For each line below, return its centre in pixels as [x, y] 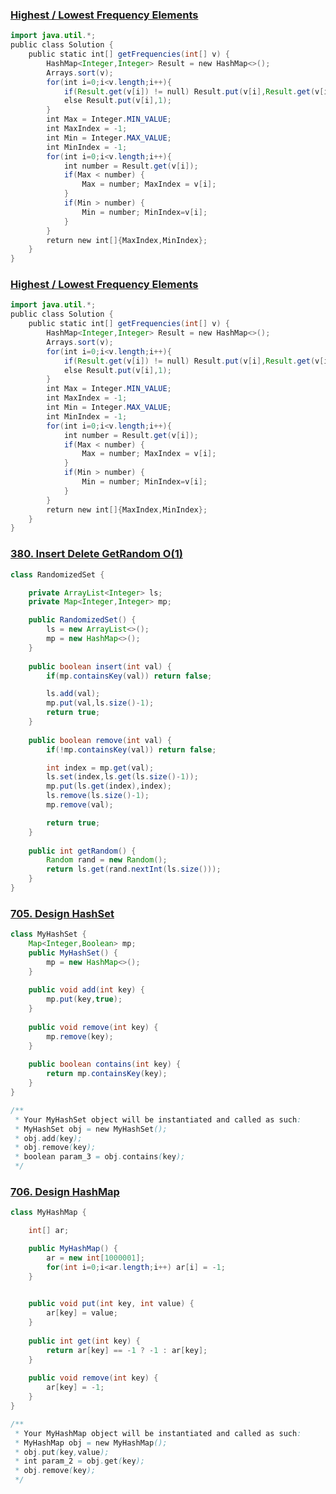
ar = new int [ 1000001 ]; [95, 1258]
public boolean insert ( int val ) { [100, 666]
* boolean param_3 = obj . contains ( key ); [100, 1157]
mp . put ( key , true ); [84, 999]
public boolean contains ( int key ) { [105, 1064]
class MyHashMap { [48, 1213]
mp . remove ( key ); [80, 1036]
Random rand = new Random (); [107, 860]
